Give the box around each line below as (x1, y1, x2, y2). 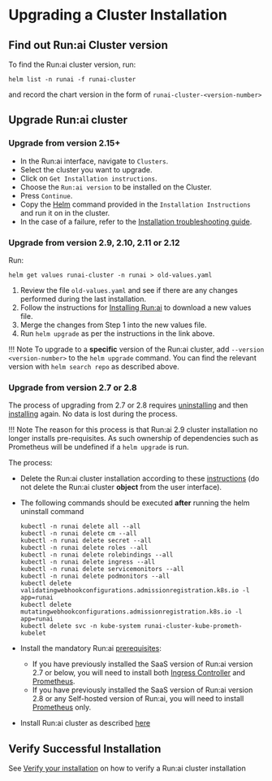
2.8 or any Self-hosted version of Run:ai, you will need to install (32, 694, 244, 704)
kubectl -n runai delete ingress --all (19, 558, 156, 566)
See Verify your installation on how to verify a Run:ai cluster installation (8, 763, 246, 774)
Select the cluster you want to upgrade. (19, 164, 153, 174)
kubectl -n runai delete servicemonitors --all (19, 565, 184, 574)
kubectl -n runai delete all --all (19, 522, 141, 530)
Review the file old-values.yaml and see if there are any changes (19, 285, 238, 295)
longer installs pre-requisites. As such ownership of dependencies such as (8, 434, 259, 443)
